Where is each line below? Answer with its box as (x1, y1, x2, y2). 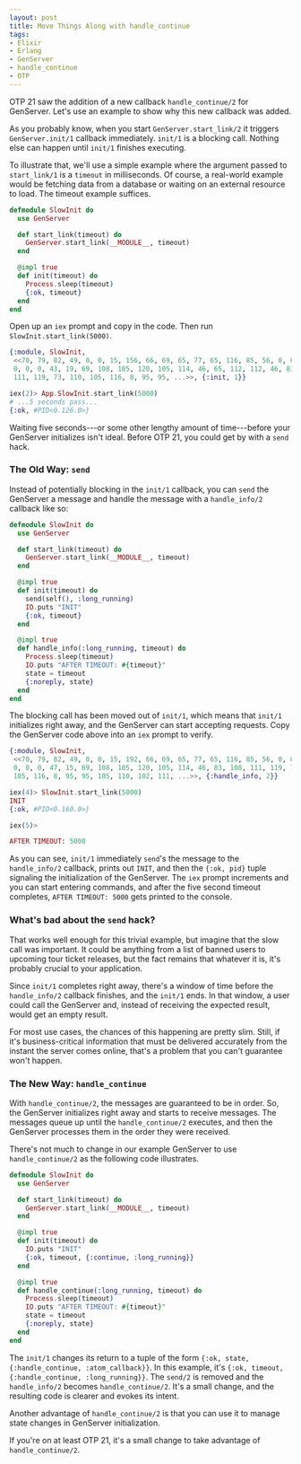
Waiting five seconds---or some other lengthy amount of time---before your (9, 422, 291, 433)
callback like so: (9, 503, 69, 513)
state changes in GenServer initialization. (9, 1417, 160, 1428)
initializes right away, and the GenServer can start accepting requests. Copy (9, 720, 290, 731)
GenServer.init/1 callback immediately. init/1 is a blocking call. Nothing (9, 132, 279, 144)
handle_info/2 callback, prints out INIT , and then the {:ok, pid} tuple (9, 863, 267, 873)
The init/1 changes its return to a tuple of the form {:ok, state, (9, 1352, 250, 1363)
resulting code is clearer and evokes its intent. (9, 1390, 179, 1401)
